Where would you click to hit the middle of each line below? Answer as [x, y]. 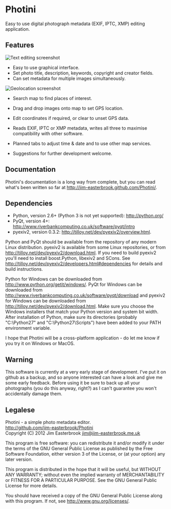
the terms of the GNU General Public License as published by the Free [79, 449]
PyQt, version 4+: [31, 221]
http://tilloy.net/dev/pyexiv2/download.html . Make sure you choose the [80, 307]
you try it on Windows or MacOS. [40, 343]
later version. [19, 459]
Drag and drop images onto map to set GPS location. [68, 108]
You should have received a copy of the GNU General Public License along [84, 495]
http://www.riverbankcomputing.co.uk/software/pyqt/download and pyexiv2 [86, 295]
